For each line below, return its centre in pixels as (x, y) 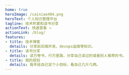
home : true (16, 10)
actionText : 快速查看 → (28, 28)
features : (15, 37)
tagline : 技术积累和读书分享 (32, 23)
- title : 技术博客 (23, 42)
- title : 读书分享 (23, 51)
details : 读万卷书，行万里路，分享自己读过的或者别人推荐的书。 (68, 56)
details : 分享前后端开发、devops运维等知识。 (53, 46)
